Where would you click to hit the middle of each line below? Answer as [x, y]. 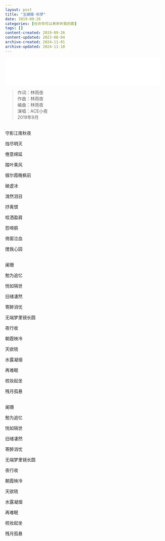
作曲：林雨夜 [30, 98]
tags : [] [14, 28]
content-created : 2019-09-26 [35, 33]
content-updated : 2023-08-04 [35, 38]
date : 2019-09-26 [23, 19]
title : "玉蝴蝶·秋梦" [25, 14]
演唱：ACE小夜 [32, 111]
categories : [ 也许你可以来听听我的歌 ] [41, 24]
